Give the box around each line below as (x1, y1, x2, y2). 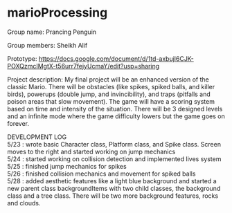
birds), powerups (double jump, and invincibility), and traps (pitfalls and (7, 90, 211, 98)
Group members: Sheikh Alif (7, 41, 88, 49)
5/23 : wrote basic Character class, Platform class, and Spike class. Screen (7, 140, 222, 148)
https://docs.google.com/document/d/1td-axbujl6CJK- (38, 54, 194, 63)
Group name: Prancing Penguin (7, 28, 97, 36)
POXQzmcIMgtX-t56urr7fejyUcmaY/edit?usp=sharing (7, 62, 160, 70)
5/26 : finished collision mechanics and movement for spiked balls (7, 169, 196, 178)
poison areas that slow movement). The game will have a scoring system (7, 97, 215, 105)
